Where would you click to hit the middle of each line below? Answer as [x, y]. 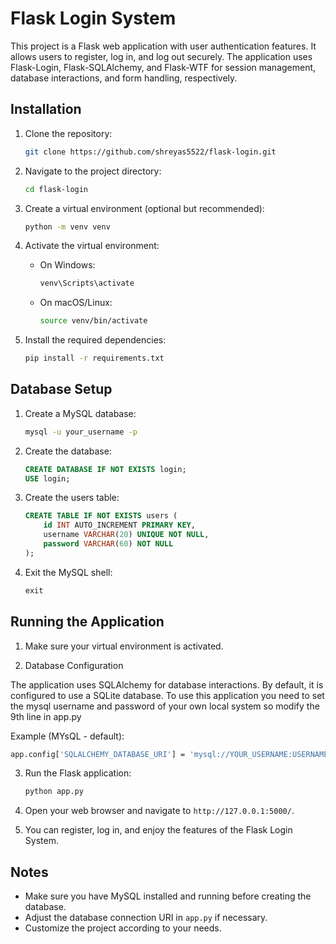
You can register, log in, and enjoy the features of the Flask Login [158, 830]
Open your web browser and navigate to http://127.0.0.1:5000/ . [159, 811]
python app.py [54, 792]
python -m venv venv [67, 227]
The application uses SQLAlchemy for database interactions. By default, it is [167, 684]
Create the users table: [72, 498]
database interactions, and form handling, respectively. [124, 78]
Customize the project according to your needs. [123, 928]
